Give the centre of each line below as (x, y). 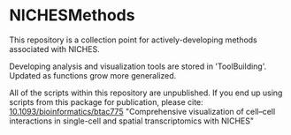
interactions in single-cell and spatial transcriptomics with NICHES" (132, 121)
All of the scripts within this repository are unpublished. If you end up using (146, 93)
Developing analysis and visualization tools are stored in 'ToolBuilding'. (138, 66)
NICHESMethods (72, 15)
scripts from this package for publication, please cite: (106, 101)
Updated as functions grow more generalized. (93, 75)
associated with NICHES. (54, 49)
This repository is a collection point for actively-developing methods (134, 40)
